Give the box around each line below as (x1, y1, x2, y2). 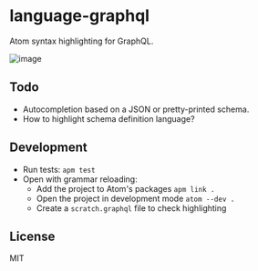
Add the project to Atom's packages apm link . (36, 183, 215, 194)
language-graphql (9, 5, 150, 26)
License (9, 228, 56, 244)
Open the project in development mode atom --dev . (36, 193, 235, 204)
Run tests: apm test (22, 164, 96, 175)
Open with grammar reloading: (22, 174, 139, 185)
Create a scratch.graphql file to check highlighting (36, 202, 227, 214)
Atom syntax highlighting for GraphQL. (9, 35, 154, 46)
